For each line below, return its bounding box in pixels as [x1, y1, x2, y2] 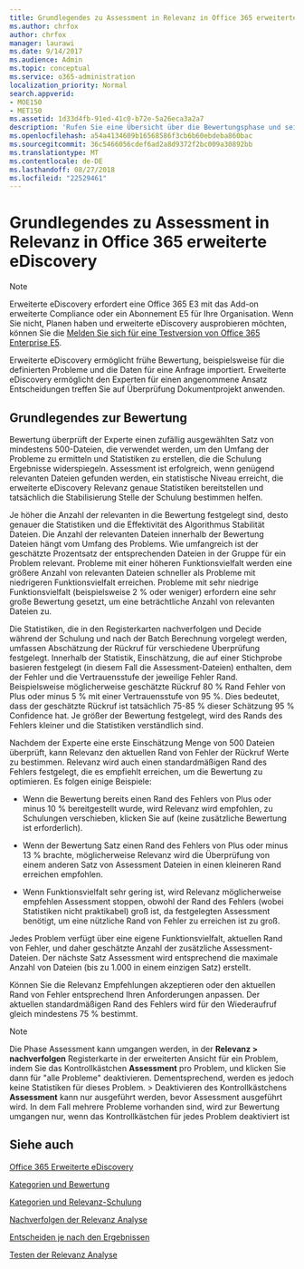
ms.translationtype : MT [9, 148, 100, 157]
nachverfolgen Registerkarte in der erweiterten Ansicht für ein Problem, [9, 1053, 279, 1064]
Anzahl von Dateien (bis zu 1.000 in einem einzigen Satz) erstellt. [9, 962, 252, 972]
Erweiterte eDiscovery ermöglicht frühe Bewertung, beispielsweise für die [9, 355, 285, 366]
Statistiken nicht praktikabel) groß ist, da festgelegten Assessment [22, 906, 271, 916]
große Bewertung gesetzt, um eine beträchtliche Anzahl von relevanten [9, 596, 275, 607]
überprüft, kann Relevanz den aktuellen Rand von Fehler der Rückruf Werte [9, 747, 290, 757]
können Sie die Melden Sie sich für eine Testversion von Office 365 [9, 327, 261, 338]
